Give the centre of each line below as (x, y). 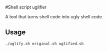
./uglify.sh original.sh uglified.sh (44, 44)
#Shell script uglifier (26, 7)
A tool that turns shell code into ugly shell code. (54, 17)
